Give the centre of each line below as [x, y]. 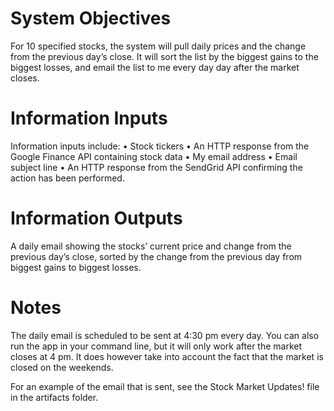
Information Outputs [96, 218]
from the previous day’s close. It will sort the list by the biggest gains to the [164, 56]
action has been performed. [67, 178]
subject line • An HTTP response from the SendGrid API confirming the [156, 167]
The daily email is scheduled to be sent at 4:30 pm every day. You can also [165, 335]
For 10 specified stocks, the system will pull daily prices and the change [158, 46]
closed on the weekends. [62, 367]
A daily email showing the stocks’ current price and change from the [151, 246]
